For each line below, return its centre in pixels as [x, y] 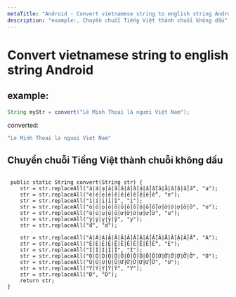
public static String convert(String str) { [76, 183]
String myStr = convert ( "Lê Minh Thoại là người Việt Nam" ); [99, 112]
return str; [37, 281]
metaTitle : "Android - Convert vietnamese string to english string [110, 14]
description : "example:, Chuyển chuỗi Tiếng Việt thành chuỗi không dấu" [118, 20]
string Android [50, 70]
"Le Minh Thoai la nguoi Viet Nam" [59, 138]
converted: [23, 125]
